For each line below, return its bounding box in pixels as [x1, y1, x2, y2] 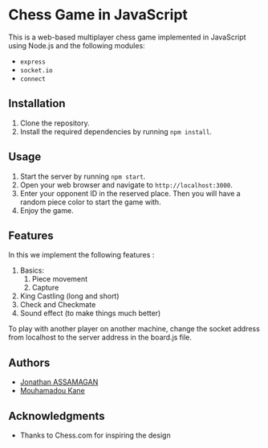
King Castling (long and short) [19, 291, 120, 301]
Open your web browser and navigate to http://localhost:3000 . [19, 179, 233, 190]
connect [19, 75, 46, 83]
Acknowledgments [8, 409, 106, 423]
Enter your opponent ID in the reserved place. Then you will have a [19, 188, 241, 198]
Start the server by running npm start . [19, 171, 146, 181]
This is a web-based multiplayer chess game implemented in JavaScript [8, 32, 246, 42]
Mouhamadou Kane [19, 386, 86, 396]
